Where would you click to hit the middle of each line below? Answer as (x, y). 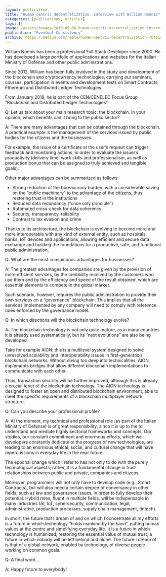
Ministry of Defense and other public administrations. (59, 62)
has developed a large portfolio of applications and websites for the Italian (81, 57)
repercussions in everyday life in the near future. (55, 452)
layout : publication (26, 10)
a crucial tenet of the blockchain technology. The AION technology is (75, 386)
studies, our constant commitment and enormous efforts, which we (74, 436)
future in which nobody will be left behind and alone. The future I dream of (81, 539)
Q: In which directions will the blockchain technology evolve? (67, 320)
